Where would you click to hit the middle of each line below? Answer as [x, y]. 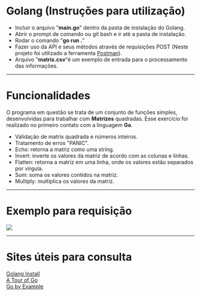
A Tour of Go [22, 280]
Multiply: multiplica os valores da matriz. [65, 181]
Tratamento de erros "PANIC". [52, 143]
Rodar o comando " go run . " [50, 40]
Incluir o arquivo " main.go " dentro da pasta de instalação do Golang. [100, 28]
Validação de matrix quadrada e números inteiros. [76, 137]
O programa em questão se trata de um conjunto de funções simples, [92, 112]
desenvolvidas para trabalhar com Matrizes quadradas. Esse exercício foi [97, 119]
